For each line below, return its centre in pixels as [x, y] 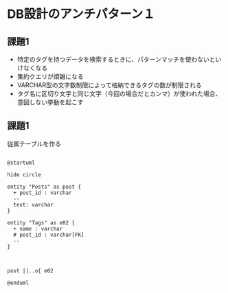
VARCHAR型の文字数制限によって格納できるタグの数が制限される [110, 85]
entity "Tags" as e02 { [41, 223]
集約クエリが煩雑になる [50, 77]
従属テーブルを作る [34, 143]
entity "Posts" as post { [44, 187]
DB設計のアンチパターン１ [81, 14]
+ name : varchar [38, 228]
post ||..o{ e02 [30, 271]
